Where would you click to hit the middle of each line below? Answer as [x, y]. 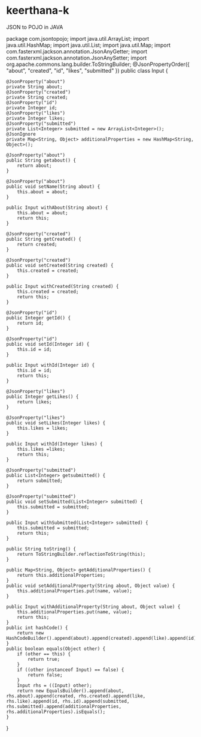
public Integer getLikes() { [42, 397]
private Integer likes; [36, 118]
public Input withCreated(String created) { [63, 286]
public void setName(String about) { [53, 187]
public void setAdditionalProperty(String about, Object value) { [91, 586]
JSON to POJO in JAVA [35, 27]
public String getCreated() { [44, 239]
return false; [45, 675]
